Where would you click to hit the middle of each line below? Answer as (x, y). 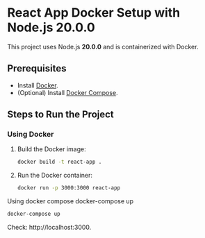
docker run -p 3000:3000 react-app (69, 188)
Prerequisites (37, 68)
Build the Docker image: (52, 149)
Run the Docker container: (55, 176)
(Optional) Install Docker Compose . (67, 92)
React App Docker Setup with (94, 13)
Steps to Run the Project (61, 115)
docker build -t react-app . (59, 162)
